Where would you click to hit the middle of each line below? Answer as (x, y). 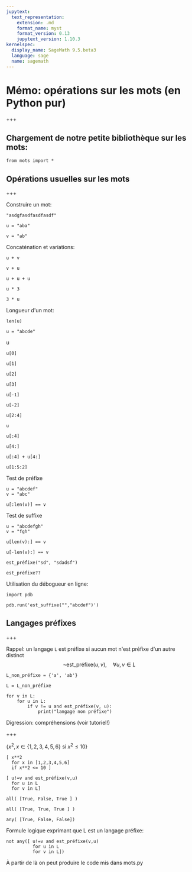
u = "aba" (18, 226)
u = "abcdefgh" (25, 527)
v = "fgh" (18, 532)
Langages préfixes (41, 623)
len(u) (14, 321)
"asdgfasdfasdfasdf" (32, 216)
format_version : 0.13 (43, 34)
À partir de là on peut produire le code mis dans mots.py (75, 863)
